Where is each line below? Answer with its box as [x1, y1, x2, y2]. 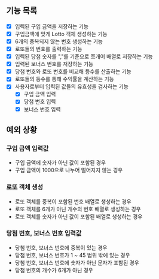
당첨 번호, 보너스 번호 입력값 [6, 229, 82, 238]
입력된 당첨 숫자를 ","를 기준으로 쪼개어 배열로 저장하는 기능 [14, 53, 154, 60]
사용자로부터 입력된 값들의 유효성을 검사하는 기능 [14, 83, 129, 90]
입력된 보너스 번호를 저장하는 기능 [14, 61, 94, 68]
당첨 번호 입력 [23, 98, 56, 105]
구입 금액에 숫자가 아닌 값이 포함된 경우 [14, 159, 106, 166]
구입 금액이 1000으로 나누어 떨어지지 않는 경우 [14, 167, 123, 174]
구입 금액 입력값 [6, 144, 49, 152]
